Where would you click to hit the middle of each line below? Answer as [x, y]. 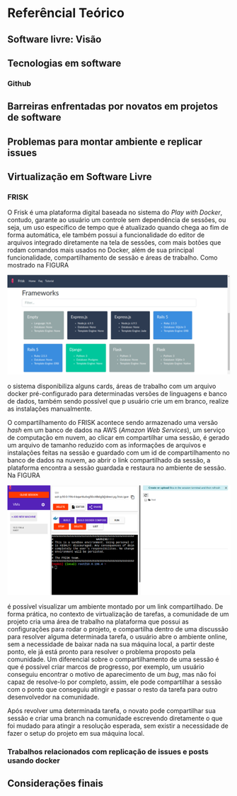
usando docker [34, 761]
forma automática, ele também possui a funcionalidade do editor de [106, 235]
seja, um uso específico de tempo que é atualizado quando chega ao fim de [118, 228]
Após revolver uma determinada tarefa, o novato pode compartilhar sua [111, 710]
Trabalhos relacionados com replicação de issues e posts [108, 751]
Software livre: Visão [54, 39]
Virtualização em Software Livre [80, 177]
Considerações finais [56, 783]
